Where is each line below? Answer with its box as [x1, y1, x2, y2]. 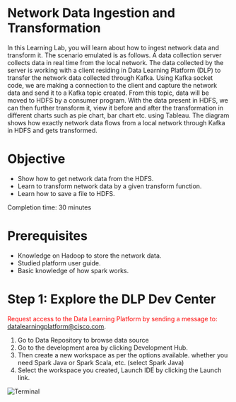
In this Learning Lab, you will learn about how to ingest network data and [7, 43, 219, 52]
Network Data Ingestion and [7, 5, 175, 21]
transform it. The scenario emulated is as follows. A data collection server [7, 51, 222, 59]
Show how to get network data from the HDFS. [17, 174, 154, 183]
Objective [7, 151, 66, 167]
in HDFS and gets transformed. [7, 126, 98, 134]
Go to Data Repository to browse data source [17, 335, 150, 344]
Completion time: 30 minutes [7, 203, 92, 212]
